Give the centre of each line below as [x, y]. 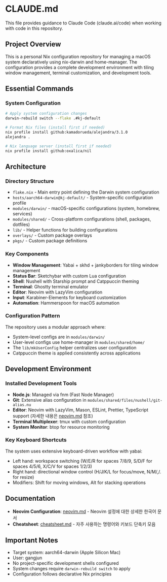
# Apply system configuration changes [46, 114]
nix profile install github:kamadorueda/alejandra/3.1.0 [67, 133]
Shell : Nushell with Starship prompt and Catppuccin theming [76, 281]
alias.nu [22, 405]
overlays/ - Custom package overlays [52, 235]
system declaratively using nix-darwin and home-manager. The [71, 62]
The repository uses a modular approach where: [56, 327]
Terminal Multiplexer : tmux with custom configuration [69, 422]
